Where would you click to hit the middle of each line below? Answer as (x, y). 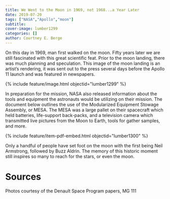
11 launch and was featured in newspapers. (50, 74)
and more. (16, 126)
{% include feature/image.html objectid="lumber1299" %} (66, 84)
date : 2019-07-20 (24, 15)
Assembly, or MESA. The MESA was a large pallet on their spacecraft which (84, 110)
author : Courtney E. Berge (34, 38)
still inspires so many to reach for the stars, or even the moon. (70, 156)
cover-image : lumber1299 (31, 29)
